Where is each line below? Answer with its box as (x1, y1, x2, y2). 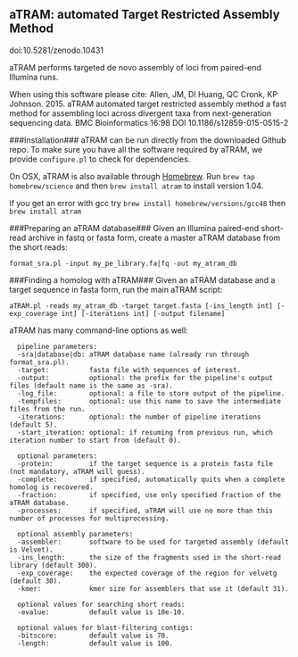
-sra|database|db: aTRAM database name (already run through (17, 350, 250, 359)
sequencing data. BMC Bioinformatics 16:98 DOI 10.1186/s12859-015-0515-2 (9, 117, 289, 128)
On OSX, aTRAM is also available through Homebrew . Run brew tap (9, 170, 256, 181)
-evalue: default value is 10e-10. (17, 607, 186, 617)
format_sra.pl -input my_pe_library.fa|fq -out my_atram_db (9, 259, 238, 268)
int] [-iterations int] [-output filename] (61, 309, 226, 318)
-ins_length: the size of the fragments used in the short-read (17, 553, 281, 561)
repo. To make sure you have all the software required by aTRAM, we (9, 144, 263, 154)
